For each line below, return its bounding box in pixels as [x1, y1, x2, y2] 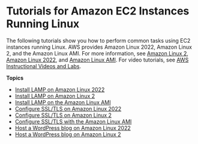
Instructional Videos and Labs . [6, 62, 82, 70]
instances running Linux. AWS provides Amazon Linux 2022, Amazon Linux [6, 43, 192, 51]
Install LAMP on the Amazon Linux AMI [14, 98, 111, 106]
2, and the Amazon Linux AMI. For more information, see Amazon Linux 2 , [6, 49, 189, 57]
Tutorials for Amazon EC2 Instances [6, 4, 190, 18]
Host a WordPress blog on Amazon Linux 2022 [14, 124, 131, 131]
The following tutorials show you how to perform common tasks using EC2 [6, 37, 191, 44]
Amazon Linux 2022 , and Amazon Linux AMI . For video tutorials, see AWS [6, 56, 189, 63]
